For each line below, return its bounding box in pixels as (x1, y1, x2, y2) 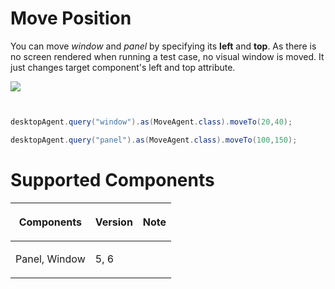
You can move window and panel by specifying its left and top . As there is (10, 40, 317, 52)
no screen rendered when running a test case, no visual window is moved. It (10, 50, 325, 62)
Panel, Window (15, 252, 86, 266)
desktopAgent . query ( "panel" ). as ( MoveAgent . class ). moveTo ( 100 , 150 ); (10, 135, 298, 145)
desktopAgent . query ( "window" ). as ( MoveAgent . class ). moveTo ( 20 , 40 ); (10, 117, 293, 127)
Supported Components (10, 168, 215, 191)
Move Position (10, 7, 132, 30)
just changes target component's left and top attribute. (10, 61, 236, 73)
